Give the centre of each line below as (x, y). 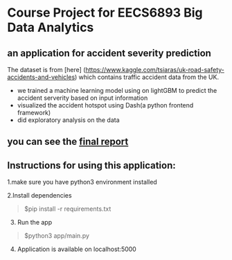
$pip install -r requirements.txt (68, 209)
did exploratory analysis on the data (68, 120)
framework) (34, 113)
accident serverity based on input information (82, 98)
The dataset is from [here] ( (46, 70)
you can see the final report (68, 142)
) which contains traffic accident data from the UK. (147, 77)
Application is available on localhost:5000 (77, 249)
